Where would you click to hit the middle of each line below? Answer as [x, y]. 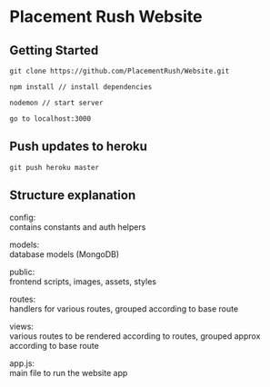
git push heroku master [55, 167]
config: [23, 217]
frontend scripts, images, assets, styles [83, 281]
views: [22, 326]
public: [22, 272]
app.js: [22, 363]
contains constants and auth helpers [78, 227]
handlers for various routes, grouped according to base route [124, 308]
